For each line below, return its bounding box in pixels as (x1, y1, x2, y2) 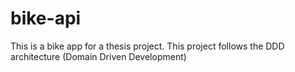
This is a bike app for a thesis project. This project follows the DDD (10, 40, 285, 52)
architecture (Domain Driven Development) (10, 50, 187, 62)
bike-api (10, 7, 82, 30)
